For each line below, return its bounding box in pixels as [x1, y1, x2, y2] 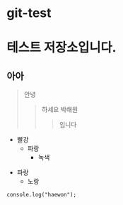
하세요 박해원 [41, 105, 78, 114]
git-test [6, 5, 52, 21]
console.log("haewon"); [6, 192, 77, 199]
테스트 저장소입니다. [6, 40, 117, 56]
